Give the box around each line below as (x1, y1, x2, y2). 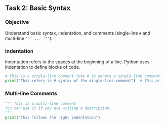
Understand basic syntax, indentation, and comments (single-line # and (5, 30, 151, 36)
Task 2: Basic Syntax (5, 4, 71, 12)
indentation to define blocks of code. (5, 64, 81, 70)
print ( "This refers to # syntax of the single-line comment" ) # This (5, 78, 154, 83)
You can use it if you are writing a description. (5, 106, 112, 111)
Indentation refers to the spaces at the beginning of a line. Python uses (5, 59, 150, 65)
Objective (5, 19, 29, 26)
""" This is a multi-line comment (5, 101, 77, 106)
